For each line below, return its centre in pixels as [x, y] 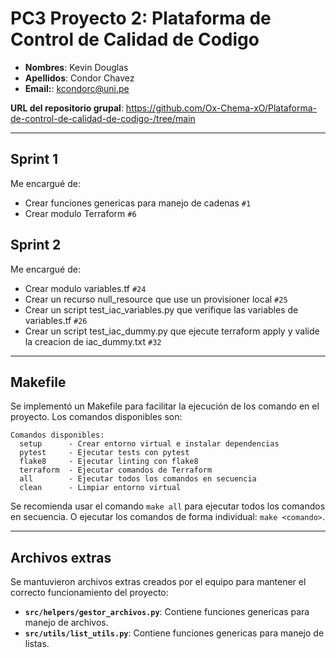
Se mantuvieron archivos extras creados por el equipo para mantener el [158, 582]
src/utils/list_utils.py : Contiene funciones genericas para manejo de [174, 633]
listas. [37, 644]
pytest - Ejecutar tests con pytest [104, 453]
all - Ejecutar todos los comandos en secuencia [138, 479]
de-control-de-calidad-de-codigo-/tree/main [103, 118]
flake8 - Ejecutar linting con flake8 [109, 462]
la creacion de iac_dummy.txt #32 [93, 341]
